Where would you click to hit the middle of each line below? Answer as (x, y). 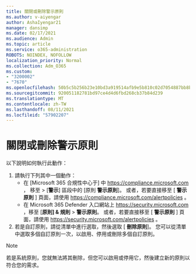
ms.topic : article (28, 44)
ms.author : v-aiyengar (34, 17)
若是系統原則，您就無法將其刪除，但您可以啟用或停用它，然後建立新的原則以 (98, 258)
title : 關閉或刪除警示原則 (35, 11)
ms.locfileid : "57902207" (37, 115)
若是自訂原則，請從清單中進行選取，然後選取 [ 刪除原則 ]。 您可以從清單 (100, 227)
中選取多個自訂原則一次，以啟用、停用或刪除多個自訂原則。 (86, 234)
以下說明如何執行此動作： (37, 163)
